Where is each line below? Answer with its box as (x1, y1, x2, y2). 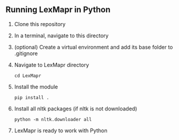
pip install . (14, 94, 49, 100)
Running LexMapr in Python (5, 5, 111, 15)
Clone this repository (14, 20, 66, 27)
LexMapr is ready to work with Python (14, 127, 108, 134)
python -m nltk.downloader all (14, 116, 92, 122)
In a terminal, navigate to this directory (14, 32, 109, 39)
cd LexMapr (14, 72, 42, 79)
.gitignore (14, 50, 38, 57)
